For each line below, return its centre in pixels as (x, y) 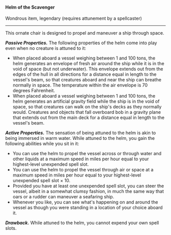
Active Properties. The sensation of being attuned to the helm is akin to (81, 133)
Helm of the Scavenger (30, 7)
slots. (11, 228)
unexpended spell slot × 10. (41, 181)
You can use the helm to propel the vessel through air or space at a (83, 170)
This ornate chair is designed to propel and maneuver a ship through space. (85, 33)
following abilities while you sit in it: (42, 144)
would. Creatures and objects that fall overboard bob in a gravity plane (87, 112)
